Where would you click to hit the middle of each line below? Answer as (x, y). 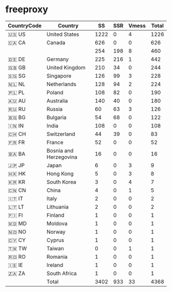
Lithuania (58, 207)
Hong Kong (60, 173)
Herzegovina (62, 157)
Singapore (59, 76)
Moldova (57, 223)
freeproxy (27, 9)
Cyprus (56, 240)
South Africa (62, 273)
